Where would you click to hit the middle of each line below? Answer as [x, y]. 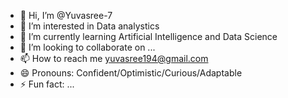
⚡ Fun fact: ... [47, 84]
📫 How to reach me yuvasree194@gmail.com [114, 58]
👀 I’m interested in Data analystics [89, 26]
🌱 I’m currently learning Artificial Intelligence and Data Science [148, 36]
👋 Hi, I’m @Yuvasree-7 [66, 15]
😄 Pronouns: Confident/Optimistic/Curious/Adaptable [131, 73]
